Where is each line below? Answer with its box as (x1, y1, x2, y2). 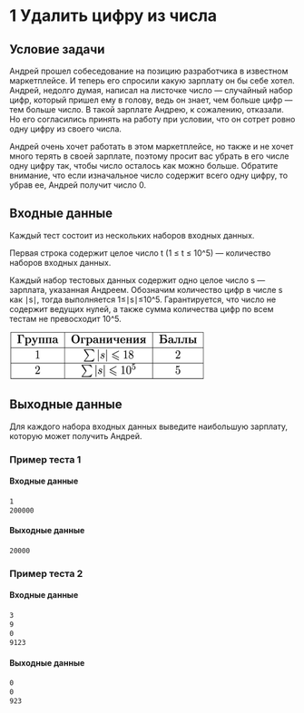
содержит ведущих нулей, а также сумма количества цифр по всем (9, 303, 274, 314)
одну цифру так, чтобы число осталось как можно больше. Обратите (9, 161, 279, 171)
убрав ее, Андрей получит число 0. (9, 180, 147, 190)
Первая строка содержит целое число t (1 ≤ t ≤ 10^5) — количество (9, 247, 271, 259)
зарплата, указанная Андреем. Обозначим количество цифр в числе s (9, 284, 283, 295)
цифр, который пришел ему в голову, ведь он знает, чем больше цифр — (9, 94, 293, 105)
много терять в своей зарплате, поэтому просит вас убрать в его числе (9, 151, 289, 161)
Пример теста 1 (9, 453, 82, 465)
